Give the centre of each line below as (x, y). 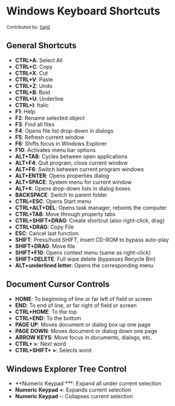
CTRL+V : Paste (34, 79)
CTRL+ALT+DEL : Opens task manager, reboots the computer (91, 208)
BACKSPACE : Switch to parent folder (61, 195)
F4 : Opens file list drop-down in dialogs (64, 130)
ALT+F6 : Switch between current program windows (79, 169)
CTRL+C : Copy (34, 66)
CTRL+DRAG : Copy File (44, 227)
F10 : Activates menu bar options (55, 150)
